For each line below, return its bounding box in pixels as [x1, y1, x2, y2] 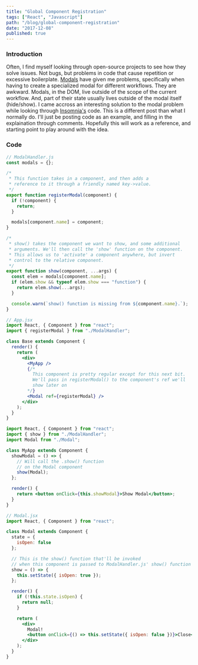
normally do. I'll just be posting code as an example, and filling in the [6, 113, 173, 121]
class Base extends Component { [6, 338, 85, 345]
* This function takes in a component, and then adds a [8, 176, 149, 182]
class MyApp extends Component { [6, 447, 88, 453]
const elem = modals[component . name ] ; [11, 274, 107, 280]
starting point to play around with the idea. [6, 126, 109, 133]
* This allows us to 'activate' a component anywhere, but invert [8, 252, 176, 258]
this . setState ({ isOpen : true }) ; [16, 572, 101, 578]
